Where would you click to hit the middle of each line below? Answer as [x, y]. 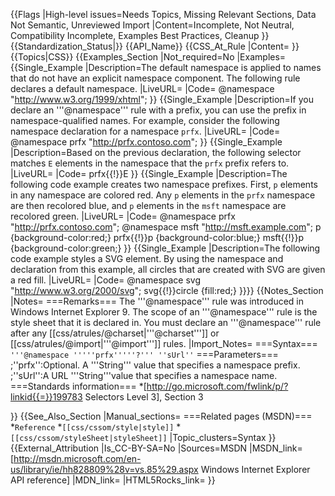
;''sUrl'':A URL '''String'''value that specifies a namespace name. [144, 375]
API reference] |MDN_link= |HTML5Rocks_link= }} [113, 480]
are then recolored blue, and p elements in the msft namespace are [148, 205]
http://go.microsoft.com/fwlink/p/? [217, 386]
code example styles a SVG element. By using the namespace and [147, 258]
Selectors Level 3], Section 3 [144, 397]
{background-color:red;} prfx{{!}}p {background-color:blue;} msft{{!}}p [157, 237]
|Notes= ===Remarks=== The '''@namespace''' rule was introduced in [157, 301]
